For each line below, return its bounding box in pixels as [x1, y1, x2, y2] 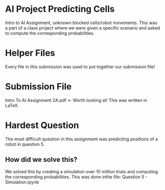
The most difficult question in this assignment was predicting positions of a [5, 136, 158, 142]
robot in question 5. [5, 141, 45, 147]
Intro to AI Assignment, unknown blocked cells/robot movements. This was [5, 20, 158, 26]
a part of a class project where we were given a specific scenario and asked [5, 25, 161, 31]
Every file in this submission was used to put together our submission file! [5, 63, 156, 69]
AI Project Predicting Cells [5, 3, 115, 15]
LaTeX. [5, 102, 19, 108]
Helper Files [5, 48, 55, 59]
